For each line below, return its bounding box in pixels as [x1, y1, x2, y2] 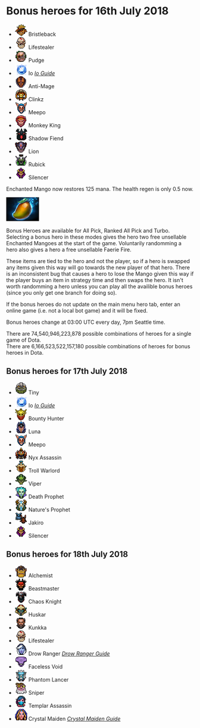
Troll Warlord [28, 467, 60, 474]
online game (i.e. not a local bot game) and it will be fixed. [6, 307, 148, 314]
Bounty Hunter [28, 415, 64, 422]
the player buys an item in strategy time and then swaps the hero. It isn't [6, 276, 183, 283]
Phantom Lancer [28, 676, 69, 683]
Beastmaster [28, 585, 60, 592]
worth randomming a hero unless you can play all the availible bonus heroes [6, 283, 193, 290]
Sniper [28, 689, 45, 696]
